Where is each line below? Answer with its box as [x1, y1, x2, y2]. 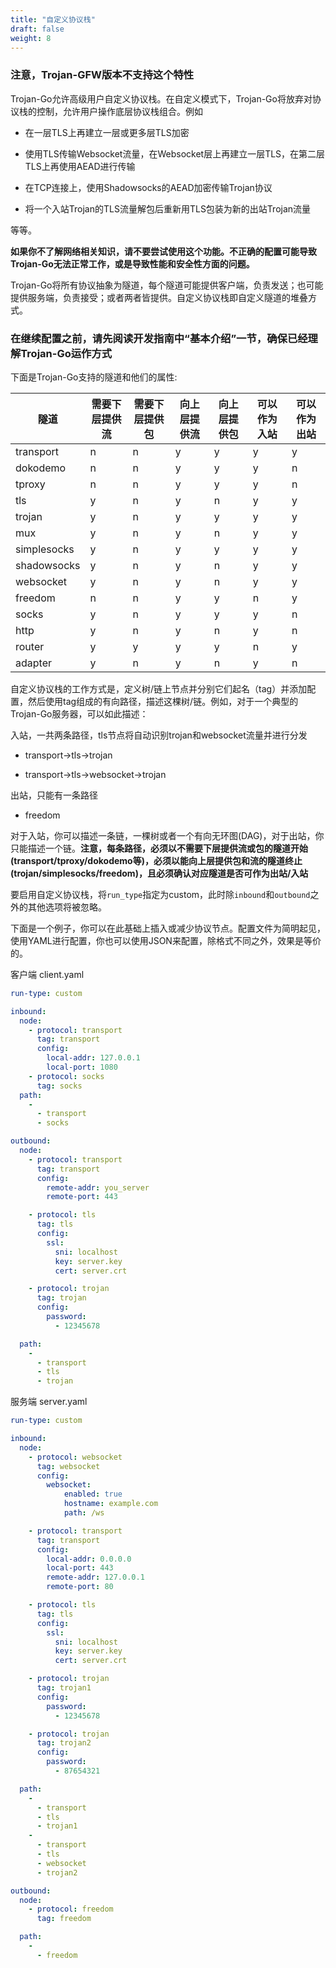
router [15, 639, 45, 653]
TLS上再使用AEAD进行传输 [24, 160, 136, 172]
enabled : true [63, 1489, 123, 1500]
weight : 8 [10, 33, 52, 43]
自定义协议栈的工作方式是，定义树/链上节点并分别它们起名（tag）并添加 [10, 682, 308, 695]
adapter [15, 656, 52, 670]
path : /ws [63, 1508, 105, 1518]
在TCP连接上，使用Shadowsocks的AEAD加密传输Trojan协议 [24, 181, 273, 193]
